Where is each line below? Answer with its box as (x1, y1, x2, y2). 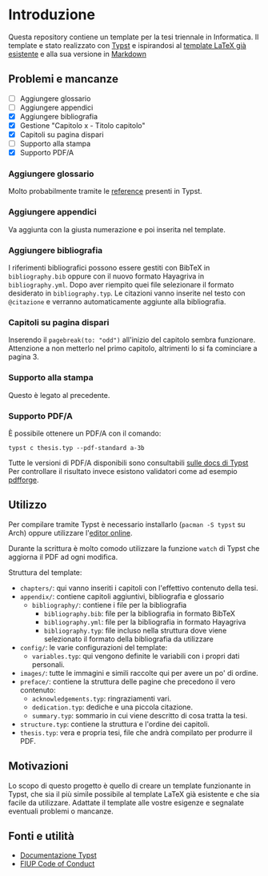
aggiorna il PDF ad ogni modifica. (8, 552, 118, 561)
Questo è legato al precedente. (8, 390, 110, 400)
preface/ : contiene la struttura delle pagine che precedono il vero (19, 677, 236, 686)
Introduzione (8, 6, 96, 24)
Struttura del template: (8, 567, 82, 577)
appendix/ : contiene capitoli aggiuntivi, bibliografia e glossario (19, 591, 225, 601)
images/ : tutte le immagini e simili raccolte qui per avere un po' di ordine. (19, 668, 258, 677)
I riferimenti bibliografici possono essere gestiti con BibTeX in (8, 263, 210, 273)
